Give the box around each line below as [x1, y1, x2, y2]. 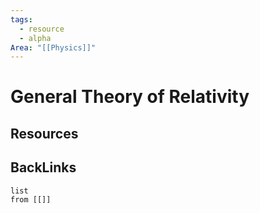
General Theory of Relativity [10, 86, 250, 108]
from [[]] [10, 194, 52, 205]
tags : [10, 14, 33, 25]
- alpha [19, 33, 52, 43]
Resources [10, 125, 79, 142]
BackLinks [10, 159, 77, 176]
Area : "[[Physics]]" [10, 42, 97, 53]
